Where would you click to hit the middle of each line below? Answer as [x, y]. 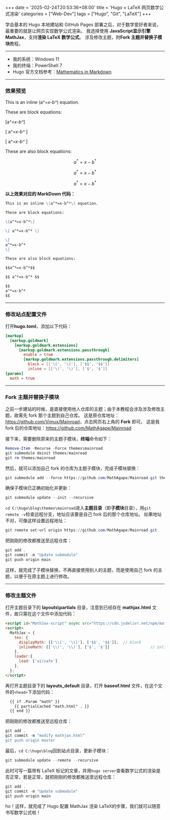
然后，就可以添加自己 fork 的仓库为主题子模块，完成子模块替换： [73, 468]
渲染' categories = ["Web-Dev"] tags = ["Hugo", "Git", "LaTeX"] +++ [80, 14]
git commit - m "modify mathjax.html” [45, 736]
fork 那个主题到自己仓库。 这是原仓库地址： [74, 415]
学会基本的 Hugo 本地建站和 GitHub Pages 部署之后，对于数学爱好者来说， [83, 25]
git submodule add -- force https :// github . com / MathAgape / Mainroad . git [81, 478]
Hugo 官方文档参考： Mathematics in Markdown [62, 72]
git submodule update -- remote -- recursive [52, 760]
